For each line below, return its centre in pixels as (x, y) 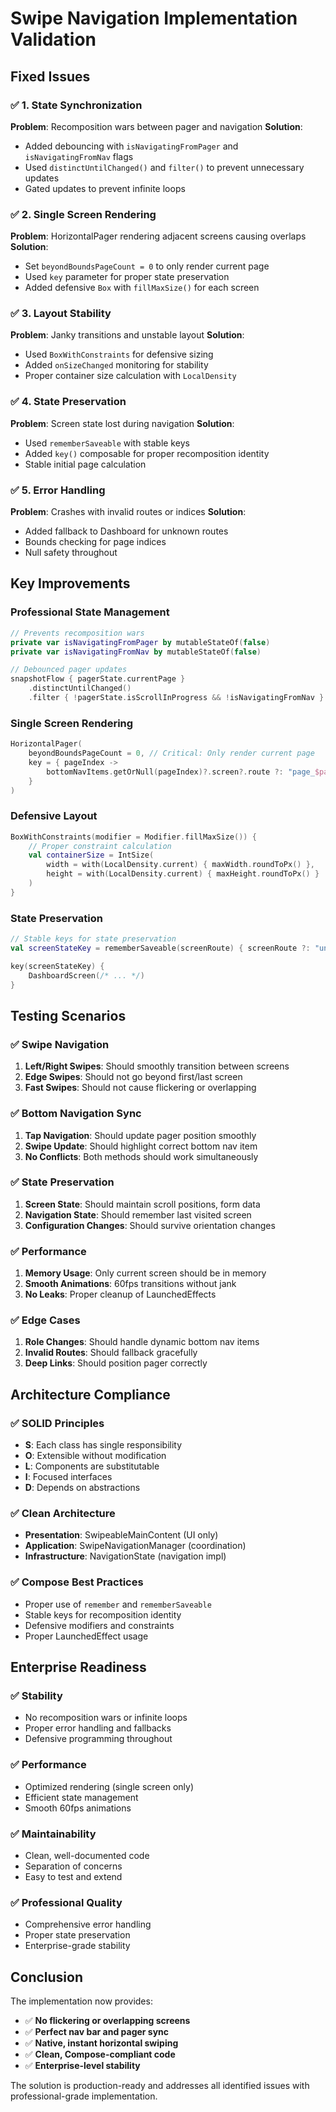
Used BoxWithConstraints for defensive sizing (119, 354)
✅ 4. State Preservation (68, 402)
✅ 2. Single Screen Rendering (83, 214)
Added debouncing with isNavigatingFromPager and (131, 146)
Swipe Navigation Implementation (154, 18)
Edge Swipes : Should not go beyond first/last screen (133, 1077)
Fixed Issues (50, 76)
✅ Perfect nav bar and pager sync (97, 2032)
